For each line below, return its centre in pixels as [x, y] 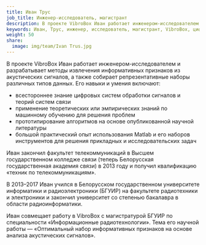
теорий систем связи [43, 101]
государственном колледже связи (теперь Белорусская [80, 159]
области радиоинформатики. [44, 204]
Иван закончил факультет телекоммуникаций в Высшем [80, 153]
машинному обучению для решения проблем [75, 115]
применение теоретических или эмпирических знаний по [91, 108]
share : [15, 41]
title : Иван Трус [29, 12]
